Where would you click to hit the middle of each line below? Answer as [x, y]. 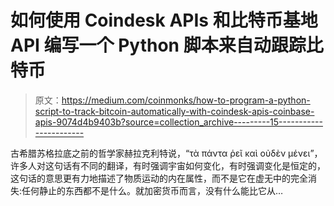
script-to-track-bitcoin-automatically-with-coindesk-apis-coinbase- [174, 111]
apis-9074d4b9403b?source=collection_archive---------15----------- [178, 122]
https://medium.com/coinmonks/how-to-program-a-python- [186, 100]
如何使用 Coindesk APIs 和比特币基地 [164, 20]
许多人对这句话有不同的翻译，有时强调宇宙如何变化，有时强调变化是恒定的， [168, 165]
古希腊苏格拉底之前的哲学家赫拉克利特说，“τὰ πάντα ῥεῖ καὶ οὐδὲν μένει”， [166, 153]
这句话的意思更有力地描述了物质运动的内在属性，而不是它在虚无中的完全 [159, 178]
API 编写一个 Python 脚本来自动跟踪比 [167, 45]
